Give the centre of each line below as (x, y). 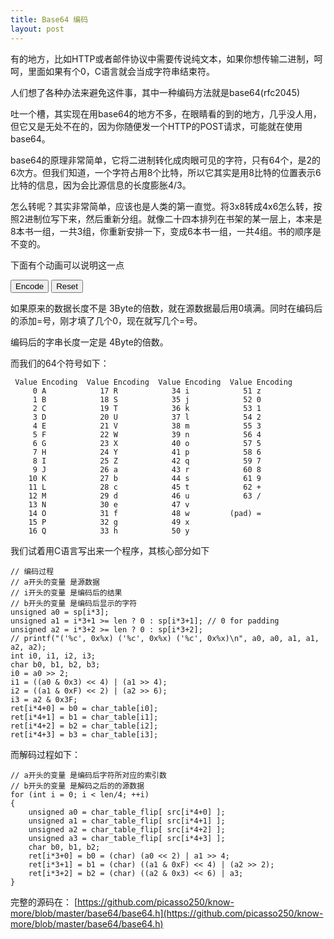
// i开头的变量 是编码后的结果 (66, 592)
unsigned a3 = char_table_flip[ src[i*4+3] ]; (127, 838)
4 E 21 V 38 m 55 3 (147, 426)
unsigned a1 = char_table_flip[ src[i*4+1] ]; (127, 821)
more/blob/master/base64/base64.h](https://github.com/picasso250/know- (167, 913)
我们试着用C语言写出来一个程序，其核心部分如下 (110, 550)
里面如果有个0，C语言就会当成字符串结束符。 (121, 71)
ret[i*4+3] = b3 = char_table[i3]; (84, 734)
